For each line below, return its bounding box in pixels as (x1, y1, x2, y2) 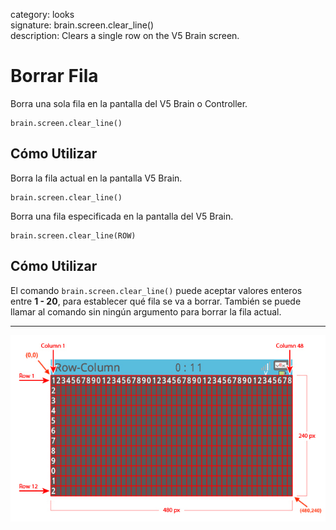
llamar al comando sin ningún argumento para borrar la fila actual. (10, 305, 282, 318)
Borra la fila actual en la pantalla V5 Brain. (10, 172, 183, 184)
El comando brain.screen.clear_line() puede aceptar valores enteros (10, 284, 303, 296)
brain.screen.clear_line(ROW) (10, 230, 137, 241)
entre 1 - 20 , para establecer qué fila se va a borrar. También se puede (10, 295, 302, 307)
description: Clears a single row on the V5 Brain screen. (10, 30, 240, 41)
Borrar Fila (10, 65, 99, 88)
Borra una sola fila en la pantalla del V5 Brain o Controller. (10, 97, 248, 109)
